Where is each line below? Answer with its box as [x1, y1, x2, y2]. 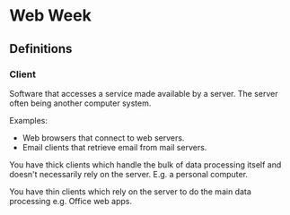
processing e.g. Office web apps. [9, 195, 133, 206]
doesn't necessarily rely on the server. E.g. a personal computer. [9, 168, 249, 179]
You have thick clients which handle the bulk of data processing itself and [9, 159, 282, 170]
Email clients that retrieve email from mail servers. [22, 142, 207, 152]
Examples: [9, 115, 48, 125]
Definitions [9, 41, 73, 56]
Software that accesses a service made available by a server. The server [9, 88, 278, 99]
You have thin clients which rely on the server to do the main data [9, 185, 251, 197]
